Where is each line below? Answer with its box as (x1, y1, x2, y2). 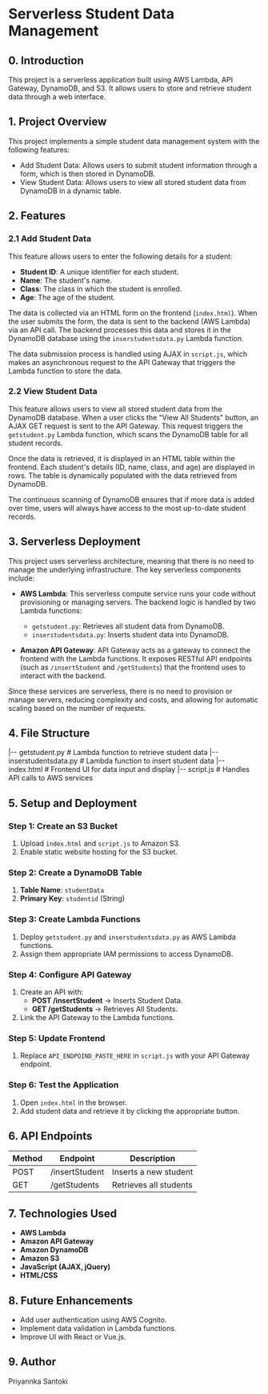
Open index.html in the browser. (19, 1098, 127, 1107)
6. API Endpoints (8, 1129, 93, 1143)
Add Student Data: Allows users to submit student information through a (19, 160, 258, 170)
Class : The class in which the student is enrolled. (19, 283, 182, 293)
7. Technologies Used (8, 1207, 118, 1220)
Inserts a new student (111, 1167, 194, 1178)
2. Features (8, 209, 66, 223)
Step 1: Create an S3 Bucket (8, 820, 118, 831)
